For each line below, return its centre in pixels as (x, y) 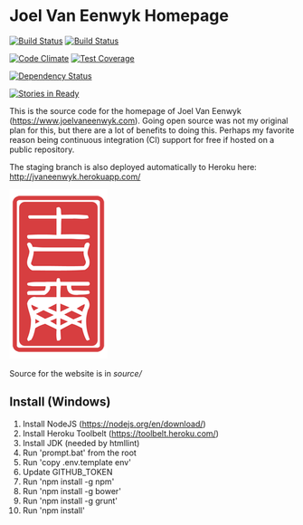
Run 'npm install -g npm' (68, 482)
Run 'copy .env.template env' (76, 462)
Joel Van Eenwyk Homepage (119, 16)
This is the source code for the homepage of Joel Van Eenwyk (125, 110)
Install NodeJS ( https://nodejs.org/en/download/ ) (114, 424)
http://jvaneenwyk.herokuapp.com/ (75, 177)
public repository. (42, 149)
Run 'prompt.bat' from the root (80, 453)
